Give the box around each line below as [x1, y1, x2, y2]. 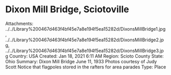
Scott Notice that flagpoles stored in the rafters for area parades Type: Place [5, 64, 166, 70]
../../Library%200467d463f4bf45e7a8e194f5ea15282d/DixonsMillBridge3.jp [5, 47, 164, 54]
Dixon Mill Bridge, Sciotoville [5, 4, 129, 15]
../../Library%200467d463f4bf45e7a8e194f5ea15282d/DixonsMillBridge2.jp [5, 37, 164, 43]
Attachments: [5, 20, 34, 27]
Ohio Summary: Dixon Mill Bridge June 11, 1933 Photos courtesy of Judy [5, 58, 157, 64]
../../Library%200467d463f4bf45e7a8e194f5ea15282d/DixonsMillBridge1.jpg [5, 26, 166, 32]
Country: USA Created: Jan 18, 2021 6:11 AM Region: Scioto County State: [9, 53, 164, 59]
